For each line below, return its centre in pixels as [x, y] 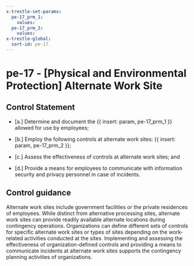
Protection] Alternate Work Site [84, 86]
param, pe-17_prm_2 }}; [43, 145]
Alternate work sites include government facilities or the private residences [97, 207]
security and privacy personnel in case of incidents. [77, 174]
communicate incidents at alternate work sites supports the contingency [94, 251]
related [15, 238]
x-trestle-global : [29, 39]
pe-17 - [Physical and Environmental [96, 73]
